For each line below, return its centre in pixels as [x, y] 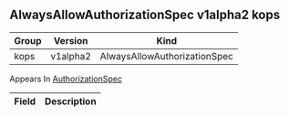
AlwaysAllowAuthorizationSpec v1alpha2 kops [145, 15]
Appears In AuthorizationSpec [66, 79]
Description [71, 101]
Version [71, 40]
